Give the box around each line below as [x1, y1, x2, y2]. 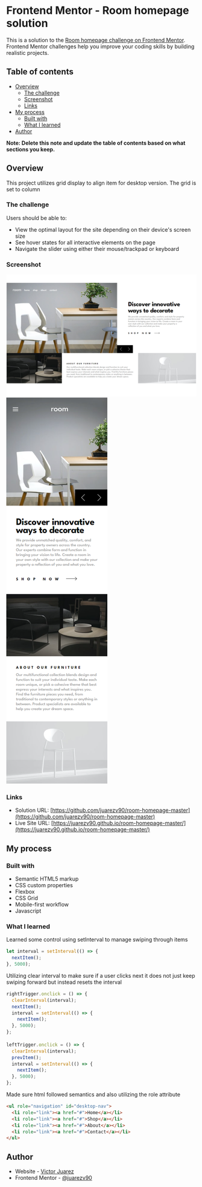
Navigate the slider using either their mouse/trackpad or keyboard [14, 245, 179, 252]
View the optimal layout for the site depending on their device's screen [14, 226, 191, 233]
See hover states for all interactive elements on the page [14, 239, 156, 246]
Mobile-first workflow [14, 901, 69, 908]
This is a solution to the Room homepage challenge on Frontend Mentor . [6, 36, 186, 43]
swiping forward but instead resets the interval [6, 978, 122, 986]
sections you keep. [6, 145, 55, 153]
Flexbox [14, 888, 35, 895]
